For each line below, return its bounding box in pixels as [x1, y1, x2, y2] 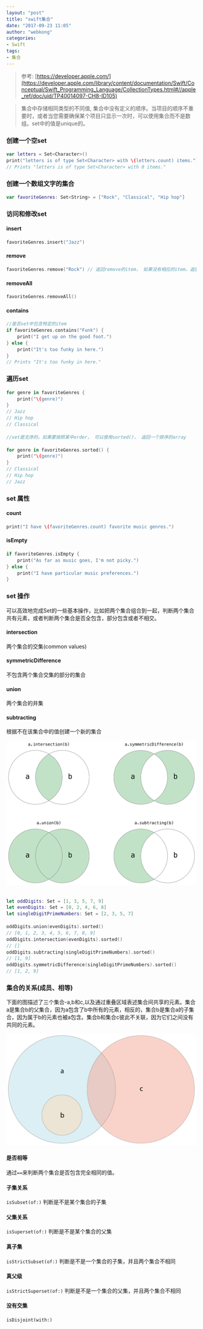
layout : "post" [6, 10, 45, 16]
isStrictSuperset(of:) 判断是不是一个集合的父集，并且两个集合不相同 [6, 1287, 181, 1294]
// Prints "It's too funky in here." [6, 359, 101, 365]
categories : [6, 35, 36, 42]
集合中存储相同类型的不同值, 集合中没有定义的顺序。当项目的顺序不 [21, 105, 188, 112]
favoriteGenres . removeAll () [6, 294, 77, 300]
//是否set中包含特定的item [6, 321, 67, 327]
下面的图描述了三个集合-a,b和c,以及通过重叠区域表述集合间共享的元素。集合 [6, 998, 196, 1006]
